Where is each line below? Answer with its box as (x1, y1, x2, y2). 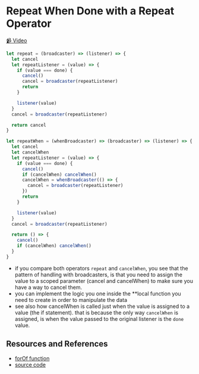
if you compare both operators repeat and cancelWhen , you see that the (14, 264, 188, 272)
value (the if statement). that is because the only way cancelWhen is (14, 308, 179, 316)
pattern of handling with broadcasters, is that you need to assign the (14, 271, 183, 278)
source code (14, 361, 46, 368)
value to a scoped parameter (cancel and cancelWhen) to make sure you (14, 277, 193, 284)
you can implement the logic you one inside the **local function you (14, 290, 181, 297)
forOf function (14, 354, 50, 361)
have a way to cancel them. (14, 283, 82, 291)
